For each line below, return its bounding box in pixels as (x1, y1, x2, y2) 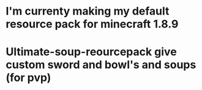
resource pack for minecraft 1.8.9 (6, 17, 179, 31)
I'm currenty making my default (6, 4, 170, 18)
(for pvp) (6, 71, 51, 85)
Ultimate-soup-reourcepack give (6, 45, 177, 59)
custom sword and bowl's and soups (6, 58, 196, 72)
